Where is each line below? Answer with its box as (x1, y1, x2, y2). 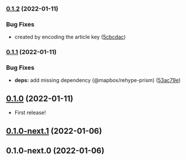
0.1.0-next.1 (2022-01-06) (6, 126, 102, 136)
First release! (14, 109, 46, 116)
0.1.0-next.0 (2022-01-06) (6, 146, 105, 156)
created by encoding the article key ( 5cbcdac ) (14, 34, 126, 41)
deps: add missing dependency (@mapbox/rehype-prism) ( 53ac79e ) (14, 77, 181, 84)
